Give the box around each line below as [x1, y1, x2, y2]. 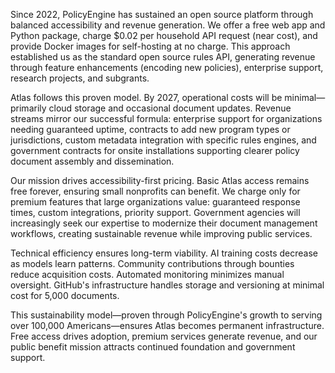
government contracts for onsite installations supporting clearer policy [10, 145, 300, 156]
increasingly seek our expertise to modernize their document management [10, 217, 318, 229]
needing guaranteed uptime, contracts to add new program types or [10, 124, 291, 135]
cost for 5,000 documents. [10, 290, 120, 301]
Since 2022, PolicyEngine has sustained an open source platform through [10, 9, 314, 20]
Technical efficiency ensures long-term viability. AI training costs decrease [10, 247, 318, 259]
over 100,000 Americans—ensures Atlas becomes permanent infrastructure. [10, 320, 325, 331]
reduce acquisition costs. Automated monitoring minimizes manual [10, 269, 285, 280]
